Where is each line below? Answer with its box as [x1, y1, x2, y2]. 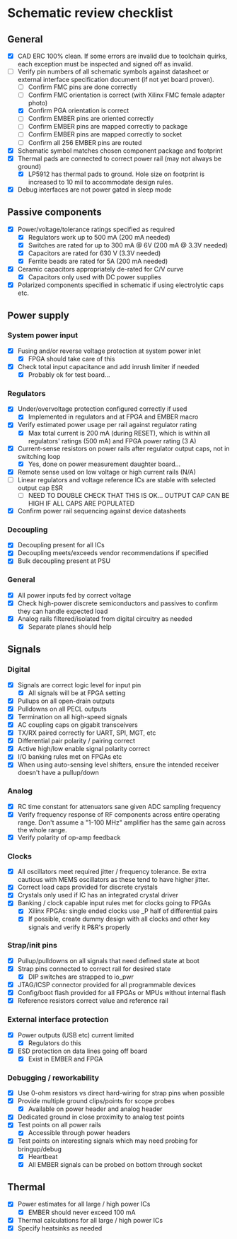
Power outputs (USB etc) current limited [17, 1030, 134, 1039]
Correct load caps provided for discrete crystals [17, 883, 158, 892]
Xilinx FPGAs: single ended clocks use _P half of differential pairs [28, 907, 218, 915]
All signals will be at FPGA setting [28, 688, 126, 697]
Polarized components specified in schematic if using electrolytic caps [17, 281, 224, 289]
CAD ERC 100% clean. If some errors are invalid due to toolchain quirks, [17, 52, 228, 60]
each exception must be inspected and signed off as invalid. [17, 60, 193, 69]
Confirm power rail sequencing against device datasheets [17, 506, 186, 515]
